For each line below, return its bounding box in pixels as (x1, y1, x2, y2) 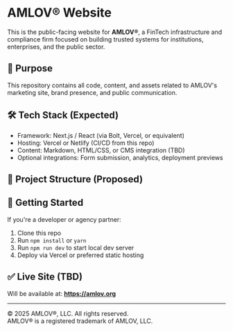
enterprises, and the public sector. (7, 42, 105, 51)
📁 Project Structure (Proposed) (7, 173, 144, 185)
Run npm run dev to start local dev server (17, 243, 135, 252)
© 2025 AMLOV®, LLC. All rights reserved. (7, 309, 129, 317)
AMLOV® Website (7, 5, 112, 21)
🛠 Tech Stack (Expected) (7, 110, 119, 121)
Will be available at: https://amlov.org (7, 289, 116, 297)
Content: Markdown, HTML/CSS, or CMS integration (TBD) (17, 146, 185, 154)
